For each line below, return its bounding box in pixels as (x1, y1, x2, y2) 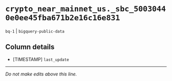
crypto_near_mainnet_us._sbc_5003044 (5, 4, 166, 14)
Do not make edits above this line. (5, 71, 77, 77)
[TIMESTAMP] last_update (12, 56, 69, 62)
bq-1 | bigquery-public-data (5, 28, 65, 34)
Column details (5, 43, 55, 51)
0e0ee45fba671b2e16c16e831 (5, 13, 120, 23)
